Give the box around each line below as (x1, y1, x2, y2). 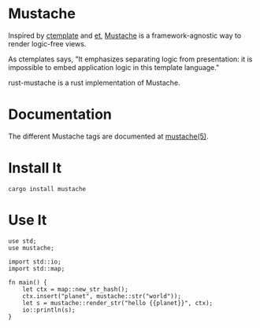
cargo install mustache (8, 185, 87, 193)
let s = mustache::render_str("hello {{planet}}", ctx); (22, 299, 214, 307)
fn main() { (8, 278, 47, 286)
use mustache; (8, 244, 55, 252)
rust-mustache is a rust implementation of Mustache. (8, 78, 180, 87)
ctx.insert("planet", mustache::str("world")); (22, 292, 181, 300)
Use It (8, 212, 47, 229)
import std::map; (8, 264, 65, 272)
